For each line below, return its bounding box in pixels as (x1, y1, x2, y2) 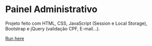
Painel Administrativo (5, 4, 98, 15)
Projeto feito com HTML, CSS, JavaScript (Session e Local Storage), (5, 20, 148, 26)
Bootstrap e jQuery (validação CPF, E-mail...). (5, 25, 100, 31)
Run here (5, 35, 24, 41)
